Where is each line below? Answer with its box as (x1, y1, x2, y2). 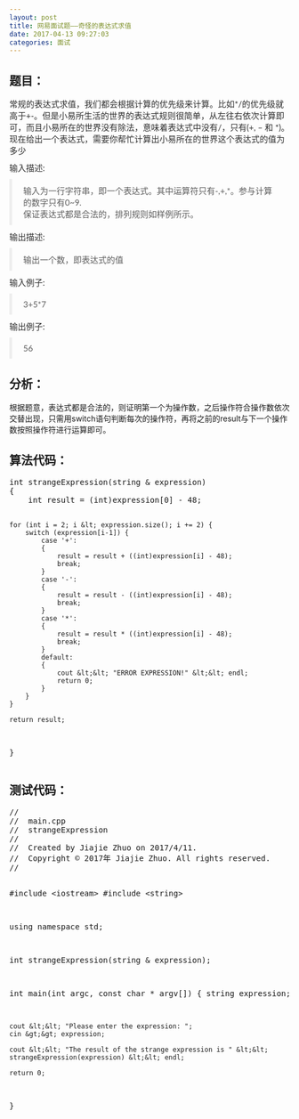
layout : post (9, 12, 58, 22)
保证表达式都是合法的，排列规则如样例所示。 (23, 208, 199, 220)
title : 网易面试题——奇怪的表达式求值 (9, 21, 132, 30)
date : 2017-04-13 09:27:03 (9, 29, 109, 38)
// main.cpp (9, 815, 67, 826)
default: (41, 653, 74, 661)
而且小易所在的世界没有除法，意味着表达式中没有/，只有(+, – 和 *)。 (26, 122, 290, 134)
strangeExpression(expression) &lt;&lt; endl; (9, 1052, 185, 1062)
